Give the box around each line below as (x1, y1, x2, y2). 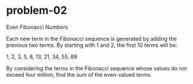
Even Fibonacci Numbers (6, 23, 68, 31)
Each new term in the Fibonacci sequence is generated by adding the (6, 35, 177, 42)
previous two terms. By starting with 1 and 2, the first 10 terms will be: (6, 41, 177, 49)
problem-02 (6, 4, 68, 17)
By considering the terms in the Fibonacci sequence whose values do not (6, 64, 187, 72)
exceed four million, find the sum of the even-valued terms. (6, 71, 152, 78)
